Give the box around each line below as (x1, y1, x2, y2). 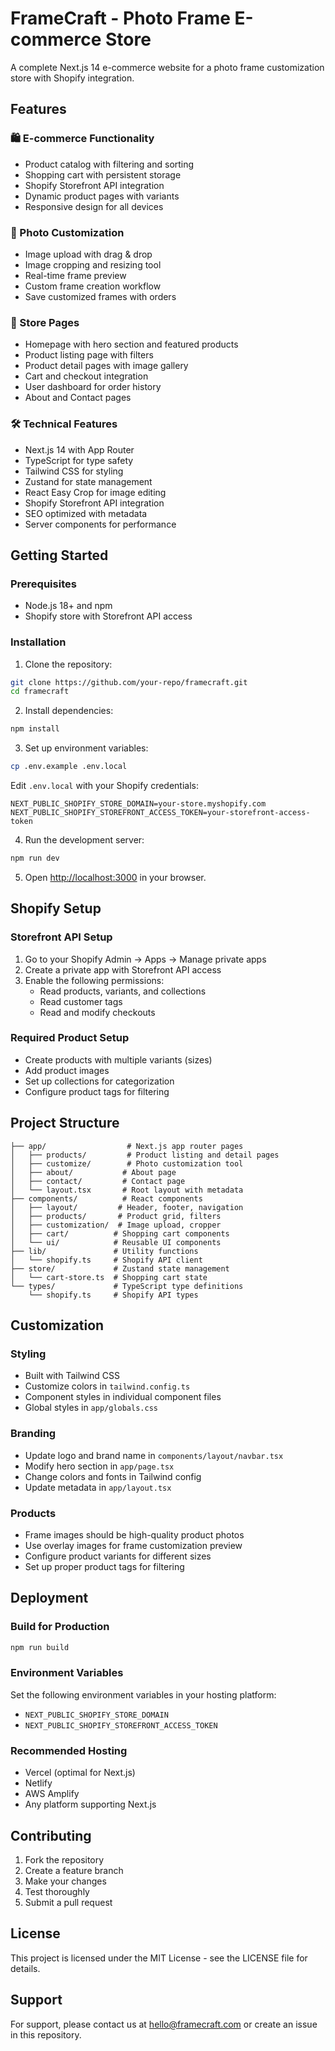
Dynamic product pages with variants (24, 190, 180, 202)
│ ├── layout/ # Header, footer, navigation (10, 1202, 244, 1212)
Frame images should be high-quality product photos (24, 1528, 245, 1541)
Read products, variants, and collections (39, 985, 207, 997)
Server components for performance (24, 518, 177, 530)
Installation (10, 635, 67, 649)
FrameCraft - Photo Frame (10, 7, 231, 30)
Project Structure (10, 1115, 120, 1132)
